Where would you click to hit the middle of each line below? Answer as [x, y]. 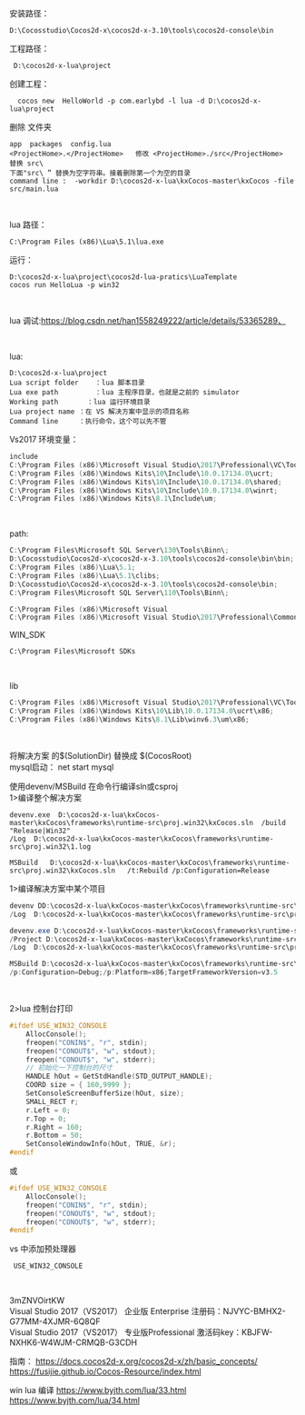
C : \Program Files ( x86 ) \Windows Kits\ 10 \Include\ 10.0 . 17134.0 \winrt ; [144, 490]
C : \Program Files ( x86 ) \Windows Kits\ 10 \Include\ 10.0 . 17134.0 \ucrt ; [142, 473]
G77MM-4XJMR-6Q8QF [55, 1321]
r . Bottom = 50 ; [54, 1136]
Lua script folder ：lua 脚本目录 [77, 383]
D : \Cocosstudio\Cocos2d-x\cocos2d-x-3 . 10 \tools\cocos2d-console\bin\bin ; [152, 559]
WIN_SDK [27, 635]
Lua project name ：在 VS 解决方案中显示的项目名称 [99, 412]
